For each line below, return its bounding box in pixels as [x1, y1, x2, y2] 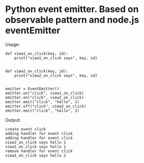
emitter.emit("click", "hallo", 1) [5, 99, 80, 104]
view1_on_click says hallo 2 [5, 153, 66, 158]
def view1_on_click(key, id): [5, 51, 69, 56]
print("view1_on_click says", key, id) [14, 55, 98, 61]
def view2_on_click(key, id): [5, 69, 69, 74]
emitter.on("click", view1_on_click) [5, 90, 84, 96]
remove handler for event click [5, 148, 73, 153]
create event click [5, 126, 46, 131]
